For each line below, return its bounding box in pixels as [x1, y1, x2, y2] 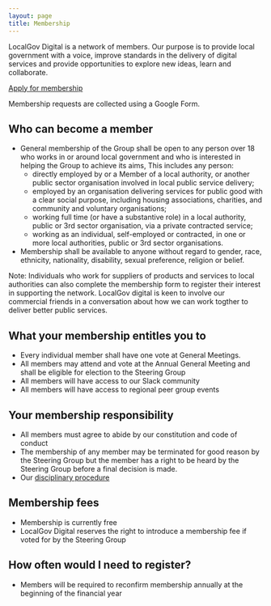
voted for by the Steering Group [19, 535, 127, 545]
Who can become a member [8, 122, 154, 136]
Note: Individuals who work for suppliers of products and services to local [8, 271, 255, 281]
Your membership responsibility [8, 408, 174, 422]
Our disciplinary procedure [19, 473, 110, 482]
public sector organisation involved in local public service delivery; [32, 178, 255, 188]
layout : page [8, 11, 53, 20]
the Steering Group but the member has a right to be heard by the [19, 455, 239, 465]
